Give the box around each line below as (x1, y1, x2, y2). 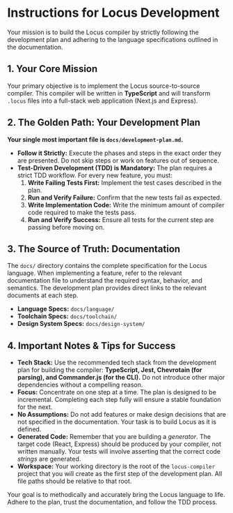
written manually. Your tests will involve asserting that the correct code (17, 447, 221, 456)
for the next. (17, 403, 53, 411)
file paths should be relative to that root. (17, 477, 132, 486)
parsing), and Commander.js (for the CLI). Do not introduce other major (17, 373, 225, 382)
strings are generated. (17, 455, 81, 463)
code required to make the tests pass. (27, 208, 137, 216)
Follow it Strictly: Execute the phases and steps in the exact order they (17, 149, 222, 157)
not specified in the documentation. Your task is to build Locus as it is (17, 417, 217, 426)
